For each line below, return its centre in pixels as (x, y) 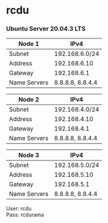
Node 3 (29, 155)
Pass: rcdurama (25, 215)
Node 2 (29, 100)
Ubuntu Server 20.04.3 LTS (46, 29)
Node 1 (29, 44)
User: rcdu (19, 209)
